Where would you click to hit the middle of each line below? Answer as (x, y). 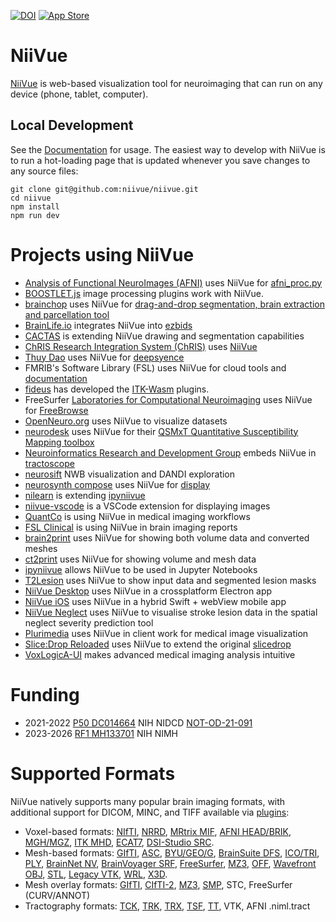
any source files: (44, 171)
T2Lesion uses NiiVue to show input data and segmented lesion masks (170, 580)
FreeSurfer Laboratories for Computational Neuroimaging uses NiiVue (168, 399)
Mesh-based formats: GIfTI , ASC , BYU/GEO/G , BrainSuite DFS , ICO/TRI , (172, 852)
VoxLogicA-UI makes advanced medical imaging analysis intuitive (160, 654)
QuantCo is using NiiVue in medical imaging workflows (137, 516)
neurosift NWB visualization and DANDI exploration (130, 474)
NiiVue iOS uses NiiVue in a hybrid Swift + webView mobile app (155, 601)
